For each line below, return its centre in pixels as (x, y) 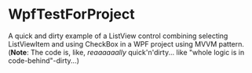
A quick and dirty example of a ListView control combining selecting (118, 36)
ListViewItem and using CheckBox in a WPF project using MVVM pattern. (126, 43)
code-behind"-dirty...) (44, 61)
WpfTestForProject (71, 14)
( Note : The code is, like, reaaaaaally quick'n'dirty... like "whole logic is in (126, 52)
